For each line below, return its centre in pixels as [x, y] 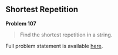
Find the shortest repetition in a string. [66, 35]
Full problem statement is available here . [54, 46]
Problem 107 [21, 23]
